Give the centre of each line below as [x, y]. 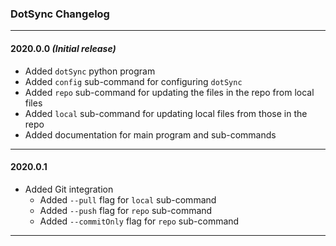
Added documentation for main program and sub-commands [150, 134]
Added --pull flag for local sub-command [128, 199]
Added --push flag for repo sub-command [126, 210]
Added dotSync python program [90, 71]
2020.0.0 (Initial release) [63, 48]
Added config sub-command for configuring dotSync [133, 81]
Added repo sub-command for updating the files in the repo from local [169, 92]
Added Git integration [69, 189]
